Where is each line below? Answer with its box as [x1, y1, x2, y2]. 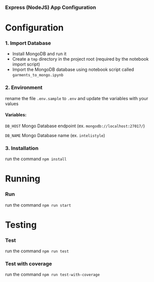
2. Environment [5, 84, 43, 91]
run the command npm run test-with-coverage [5, 272, 100, 278]
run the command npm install [5, 156, 67, 162]
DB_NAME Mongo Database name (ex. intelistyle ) [5, 132, 105, 138]
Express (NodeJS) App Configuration [5, 4, 96, 11]
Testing [5, 219, 37, 230]
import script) [12, 61, 40, 68]
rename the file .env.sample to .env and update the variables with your [5, 95, 149, 101]
